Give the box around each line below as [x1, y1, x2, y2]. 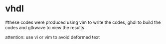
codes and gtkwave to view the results [5, 24, 85, 30]
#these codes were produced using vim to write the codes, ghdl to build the [5, 19, 161, 25]
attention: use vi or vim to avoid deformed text [5, 34, 100, 40]
